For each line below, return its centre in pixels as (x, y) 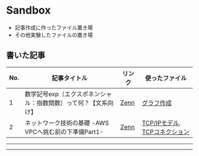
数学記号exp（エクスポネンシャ (68, 94)
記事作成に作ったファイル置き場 (54, 27)
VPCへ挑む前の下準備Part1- (64, 132)
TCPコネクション (166, 132)
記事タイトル (70, 78)
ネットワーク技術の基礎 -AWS (67, 123)
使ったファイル (166, 78)
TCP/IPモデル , (161, 123)
